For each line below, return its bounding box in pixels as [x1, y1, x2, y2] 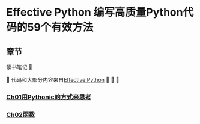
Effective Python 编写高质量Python [6, 5, 183, 19]
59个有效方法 [27, 20, 94, 34]
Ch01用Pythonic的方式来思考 [6, 93, 92, 101]
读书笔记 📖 [6, 64, 33, 70]
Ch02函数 [6, 110, 35, 119]
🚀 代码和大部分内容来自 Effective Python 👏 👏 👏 [6, 76, 120, 83]
